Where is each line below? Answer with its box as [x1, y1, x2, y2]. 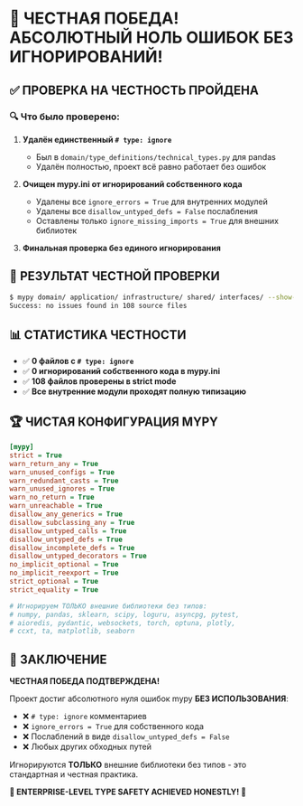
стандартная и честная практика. [9, 769, 139, 780]
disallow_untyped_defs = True [9, 535, 124, 544]
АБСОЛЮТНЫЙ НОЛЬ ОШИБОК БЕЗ [9, 27, 294, 48]
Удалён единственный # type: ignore [22, 134, 172, 145]
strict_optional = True [9, 577, 99, 586]
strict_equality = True [9, 585, 99, 595]
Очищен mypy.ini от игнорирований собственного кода [22, 178, 243, 189]
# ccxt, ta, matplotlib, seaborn [9, 627, 135, 636]
